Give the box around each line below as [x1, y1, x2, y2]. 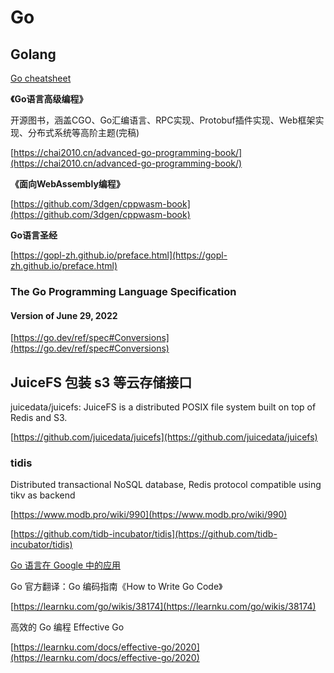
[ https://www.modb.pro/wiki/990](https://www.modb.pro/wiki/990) [10, 509, 288, 521]
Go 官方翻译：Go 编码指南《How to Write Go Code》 [10, 581, 223, 593]
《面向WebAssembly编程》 [10, 178, 125, 190]
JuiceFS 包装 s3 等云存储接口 [10, 374, 193, 391]
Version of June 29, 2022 [10, 309, 118, 321]
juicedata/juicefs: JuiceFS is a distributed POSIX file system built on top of [10, 401, 317, 413]
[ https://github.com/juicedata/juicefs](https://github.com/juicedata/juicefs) [10, 431, 318, 443]
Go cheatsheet [10, 72, 72, 84]
